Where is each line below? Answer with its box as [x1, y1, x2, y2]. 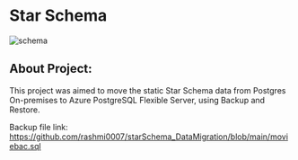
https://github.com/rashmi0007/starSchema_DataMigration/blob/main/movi [9, 131, 289, 142]
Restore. [9, 104, 40, 115]
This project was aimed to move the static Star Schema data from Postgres [9, 84, 286, 95]
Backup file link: [9, 121, 69, 132]
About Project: [9, 61, 92, 76]
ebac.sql [9, 140, 42, 151]
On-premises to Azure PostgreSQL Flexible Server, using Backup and [9, 94, 266, 105]
